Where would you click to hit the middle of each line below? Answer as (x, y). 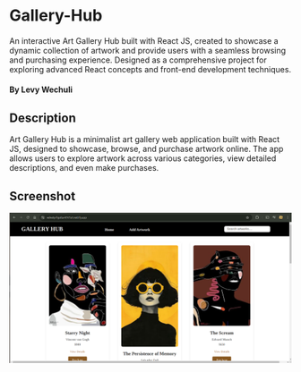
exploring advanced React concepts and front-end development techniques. (150, 69)
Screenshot (43, 196)
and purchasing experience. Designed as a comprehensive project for (138, 60)
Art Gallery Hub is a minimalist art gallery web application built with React (145, 139)
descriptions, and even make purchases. (84, 168)
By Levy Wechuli (41, 89)
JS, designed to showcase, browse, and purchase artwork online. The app (146, 149)
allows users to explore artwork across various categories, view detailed (143, 158)
